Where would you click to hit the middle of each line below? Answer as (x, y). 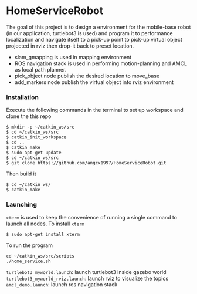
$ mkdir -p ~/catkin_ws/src (40, 127)
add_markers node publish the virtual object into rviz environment (94, 82)
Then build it (21, 174)
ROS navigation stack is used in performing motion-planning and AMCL (101, 63)
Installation (23, 97)
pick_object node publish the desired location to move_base (87, 76)
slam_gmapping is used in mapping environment (73, 57)
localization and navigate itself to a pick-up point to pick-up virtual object (94, 39)
